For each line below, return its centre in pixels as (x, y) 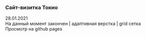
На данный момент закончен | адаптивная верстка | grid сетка (73, 23)
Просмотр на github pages (34, 29)
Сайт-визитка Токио (32, 7)
